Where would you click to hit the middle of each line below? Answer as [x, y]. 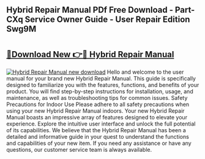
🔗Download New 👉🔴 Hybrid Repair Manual [90, 54]
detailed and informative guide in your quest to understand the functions [98, 137]
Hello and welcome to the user [145, 72]
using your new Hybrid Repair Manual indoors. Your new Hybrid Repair [95, 111]
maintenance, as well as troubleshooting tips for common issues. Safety [97, 98]
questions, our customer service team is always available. [79, 150]
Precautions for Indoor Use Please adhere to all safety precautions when [98, 104]
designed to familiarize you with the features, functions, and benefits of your [103, 85]
